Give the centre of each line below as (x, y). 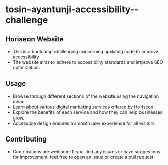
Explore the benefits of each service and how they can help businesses (88, 112)
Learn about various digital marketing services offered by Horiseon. (83, 107)
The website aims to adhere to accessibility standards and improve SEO (88, 62)
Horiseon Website (34, 39)
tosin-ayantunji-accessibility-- (72, 9)
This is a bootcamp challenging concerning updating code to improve (86, 51)
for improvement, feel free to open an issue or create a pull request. (84, 157)
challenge (27, 20)
